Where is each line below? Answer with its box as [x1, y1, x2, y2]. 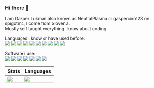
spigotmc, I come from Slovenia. [5, 21, 70, 26]
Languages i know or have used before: [5, 35, 85, 41]
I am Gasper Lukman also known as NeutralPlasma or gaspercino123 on [5, 16, 150, 22]
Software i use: [5, 51, 36, 57]
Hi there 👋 [5, 4, 29, 11]
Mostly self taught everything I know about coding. [5, 26, 108, 32]
